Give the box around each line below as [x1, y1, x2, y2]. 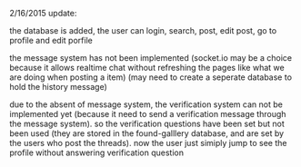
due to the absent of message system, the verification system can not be [9, 99, 284, 110]
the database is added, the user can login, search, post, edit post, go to [9, 25, 277, 35]
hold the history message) [9, 82, 107, 92]
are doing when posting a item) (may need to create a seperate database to [9, 72, 293, 83]
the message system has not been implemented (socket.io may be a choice [9, 53, 293, 63]
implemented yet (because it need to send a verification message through [9, 109, 286, 119]
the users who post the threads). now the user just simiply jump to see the [9, 138, 287, 148]
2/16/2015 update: [9, 8, 77, 18]
